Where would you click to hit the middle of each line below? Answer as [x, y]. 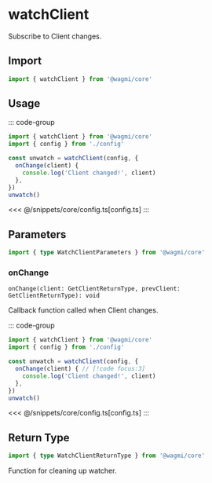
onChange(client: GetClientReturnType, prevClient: [94, 289]
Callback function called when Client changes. [83, 310]
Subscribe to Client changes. [55, 36]
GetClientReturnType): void [54, 296]
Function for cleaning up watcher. [62, 471]
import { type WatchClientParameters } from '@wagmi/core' [107, 253]
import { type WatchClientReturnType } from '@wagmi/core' [107, 456]
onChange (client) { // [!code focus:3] [80, 369]
